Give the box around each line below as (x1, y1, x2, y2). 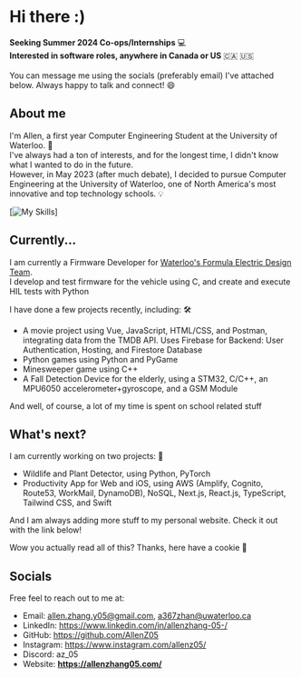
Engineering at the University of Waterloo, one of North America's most (9, 178, 277, 189)
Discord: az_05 (22, 649, 79, 660)
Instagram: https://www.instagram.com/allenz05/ (22, 639, 207, 651)
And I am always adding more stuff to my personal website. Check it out (9, 515, 278, 526)
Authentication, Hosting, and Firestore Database (22, 344, 203, 355)
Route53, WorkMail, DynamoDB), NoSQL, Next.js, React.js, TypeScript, (22, 488, 286, 499)
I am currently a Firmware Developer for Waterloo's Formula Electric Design (9, 256, 292, 267)
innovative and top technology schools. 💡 (9, 188, 165, 199)
